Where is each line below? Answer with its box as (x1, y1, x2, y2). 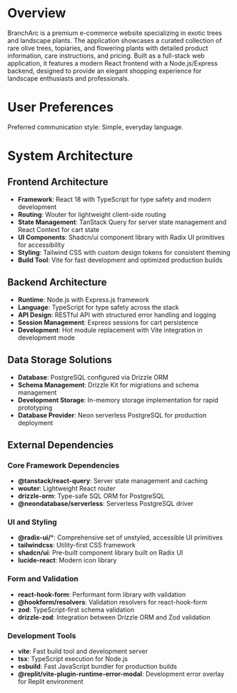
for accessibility (17, 241, 65, 249)
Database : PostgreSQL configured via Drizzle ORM (17, 373, 169, 381)
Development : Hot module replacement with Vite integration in (17, 325, 203, 334)
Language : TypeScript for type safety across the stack (17, 303, 180, 311)
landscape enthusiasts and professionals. (7, 74, 130, 83)
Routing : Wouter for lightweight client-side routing (17, 210, 166, 218)
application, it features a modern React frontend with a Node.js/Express (7, 59, 218, 67)
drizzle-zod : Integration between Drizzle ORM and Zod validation (17, 612, 211, 622)
